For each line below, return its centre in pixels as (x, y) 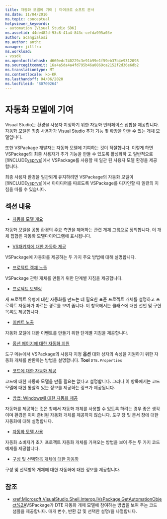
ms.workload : (19, 51)
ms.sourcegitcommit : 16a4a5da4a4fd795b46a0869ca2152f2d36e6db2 (72, 65)
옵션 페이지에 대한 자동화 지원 (41, 344)
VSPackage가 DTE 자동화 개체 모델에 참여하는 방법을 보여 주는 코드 (92, 505)
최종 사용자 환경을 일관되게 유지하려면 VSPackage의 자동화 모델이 (69, 176)
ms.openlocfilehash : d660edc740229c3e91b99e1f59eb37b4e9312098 (72, 61)
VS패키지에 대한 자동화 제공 (39, 247)
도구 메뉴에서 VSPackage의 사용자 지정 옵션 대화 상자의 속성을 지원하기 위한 (79, 354)
